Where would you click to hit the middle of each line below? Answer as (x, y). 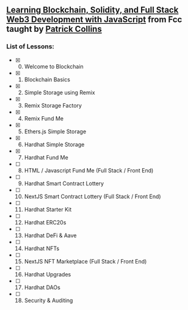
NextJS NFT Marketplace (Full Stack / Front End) (85, 261)
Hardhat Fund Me (46, 157)
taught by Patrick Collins (54, 29)
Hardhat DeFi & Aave (51, 235)
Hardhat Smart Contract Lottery (64, 183)
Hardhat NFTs (42, 248)
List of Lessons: (31, 46)
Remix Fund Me (44, 118)
